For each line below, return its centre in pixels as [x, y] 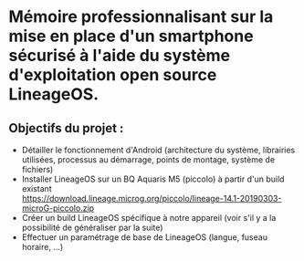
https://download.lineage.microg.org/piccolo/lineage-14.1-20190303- [152, 198]
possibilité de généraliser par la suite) [92, 227]
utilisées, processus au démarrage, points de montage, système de [148, 160]
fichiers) [37, 169]
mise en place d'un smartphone [131, 36]
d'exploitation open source [113, 75]
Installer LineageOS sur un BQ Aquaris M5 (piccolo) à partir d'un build [153, 179]
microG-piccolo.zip [58, 208]
